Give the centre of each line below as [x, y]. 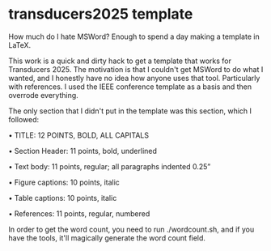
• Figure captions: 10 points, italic [64, 182]
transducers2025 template [101, 14]
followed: [24, 119]
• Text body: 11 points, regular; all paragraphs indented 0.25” [110, 166]
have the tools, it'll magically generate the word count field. [107, 238]
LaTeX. [20, 45]
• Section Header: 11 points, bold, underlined [83, 151]
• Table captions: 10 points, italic [63, 198]
